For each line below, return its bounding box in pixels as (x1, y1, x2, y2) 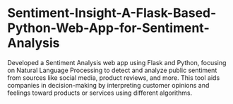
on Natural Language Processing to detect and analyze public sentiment (7, 66, 217, 74)
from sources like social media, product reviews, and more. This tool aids (7, 73, 220, 82)
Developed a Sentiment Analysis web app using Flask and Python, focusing (7, 58, 227, 67)
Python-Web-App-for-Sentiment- (7, 20, 210, 36)
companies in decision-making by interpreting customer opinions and (7, 81, 210, 89)
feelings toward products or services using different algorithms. (7, 88, 193, 97)
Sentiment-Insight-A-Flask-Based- (7, 5, 217, 21)
